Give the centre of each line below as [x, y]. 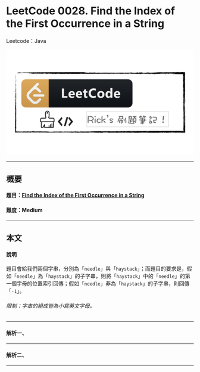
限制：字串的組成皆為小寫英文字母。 [51, 306]
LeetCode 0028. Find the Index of [91, 11]
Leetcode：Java [26, 41]
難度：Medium [24, 210]
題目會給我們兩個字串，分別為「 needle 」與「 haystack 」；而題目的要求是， [97, 269]
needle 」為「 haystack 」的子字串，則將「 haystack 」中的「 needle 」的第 [104, 276]
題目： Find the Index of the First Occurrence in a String [75, 196]
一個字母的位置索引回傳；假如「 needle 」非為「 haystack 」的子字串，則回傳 [98, 284]
